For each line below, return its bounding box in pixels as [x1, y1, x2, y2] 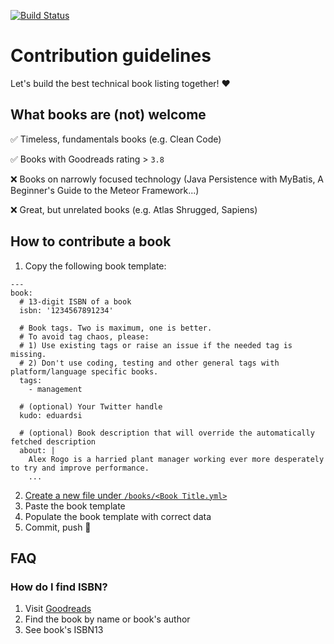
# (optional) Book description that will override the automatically [19, 428, 315, 438]
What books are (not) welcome [10, 106, 207, 124]
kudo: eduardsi [19, 410, 83, 420]
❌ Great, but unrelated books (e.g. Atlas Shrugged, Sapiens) [10, 203, 258, 215]
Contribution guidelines [10, 45, 212, 67]
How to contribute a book [10, 233, 172, 250]
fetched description [10, 436, 97, 447]
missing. [10, 349, 47, 359]
